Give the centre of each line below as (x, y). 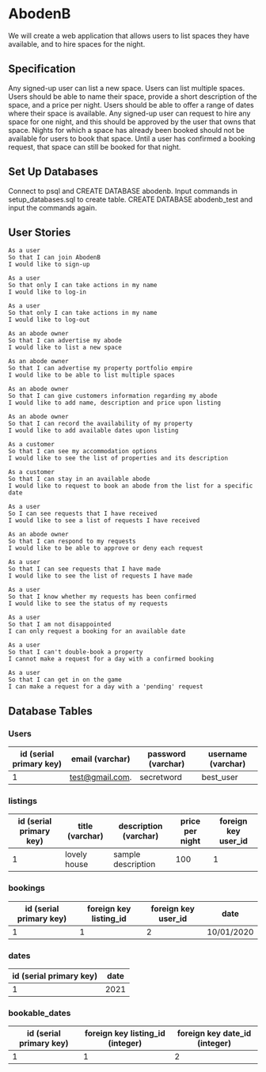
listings (23, 801)
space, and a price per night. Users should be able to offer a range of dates (131, 104)
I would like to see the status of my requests (88, 604)
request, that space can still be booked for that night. (95, 146)
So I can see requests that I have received (83, 514)
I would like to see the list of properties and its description (118, 458)
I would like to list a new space (65, 348)
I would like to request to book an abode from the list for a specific (131, 486)
